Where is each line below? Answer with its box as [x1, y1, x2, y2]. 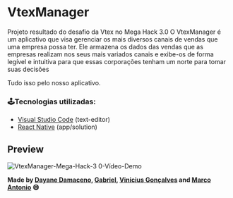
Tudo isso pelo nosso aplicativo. [7, 78, 101, 87]
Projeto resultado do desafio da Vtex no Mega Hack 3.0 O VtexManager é [7, 27, 221, 36]
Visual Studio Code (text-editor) [17, 116, 111, 124]
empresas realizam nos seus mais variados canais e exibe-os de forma [7, 50, 214, 58]
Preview [7, 143, 44, 155]
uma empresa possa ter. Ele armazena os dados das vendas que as [7, 42, 203, 51]
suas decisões [7, 65, 49, 73]
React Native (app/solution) [17, 123, 97, 131]
